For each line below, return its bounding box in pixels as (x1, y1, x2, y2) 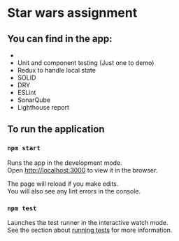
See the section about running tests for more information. (7, 226, 173, 234)
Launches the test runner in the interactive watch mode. (7, 218, 169, 226)
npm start (7, 145, 41, 152)
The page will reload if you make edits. (7, 180, 119, 188)
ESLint (17, 89, 36, 96)
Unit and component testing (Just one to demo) (17, 59, 155, 67)
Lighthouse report (17, 103, 70, 111)
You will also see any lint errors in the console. (7, 187, 141, 195)
